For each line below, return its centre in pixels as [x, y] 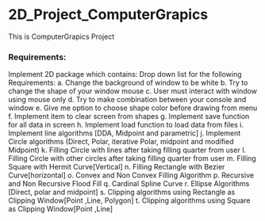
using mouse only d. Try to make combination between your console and [127, 100]
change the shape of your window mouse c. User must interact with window [133, 91]
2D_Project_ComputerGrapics [108, 15]
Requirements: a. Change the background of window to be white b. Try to [128, 83]
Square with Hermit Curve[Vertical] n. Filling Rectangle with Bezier [117, 167]
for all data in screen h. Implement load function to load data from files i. [126, 125]
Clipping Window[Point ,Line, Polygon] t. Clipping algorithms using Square [129, 200]
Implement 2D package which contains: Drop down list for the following [125, 74]
